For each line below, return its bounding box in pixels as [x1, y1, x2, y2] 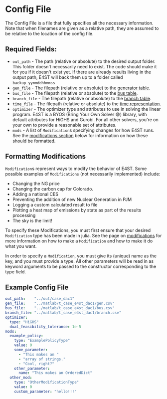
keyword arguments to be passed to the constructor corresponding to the [5, 263, 157, 269]
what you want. [5, 243, 37, 249]
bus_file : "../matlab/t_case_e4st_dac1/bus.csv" [5, 306, 115, 311]
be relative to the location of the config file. [5, 30, 94, 36]
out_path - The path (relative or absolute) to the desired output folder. [12, 58, 156, 64]
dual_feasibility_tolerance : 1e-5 [9, 324, 81, 329]
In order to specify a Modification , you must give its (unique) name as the [5, 253, 157, 259]
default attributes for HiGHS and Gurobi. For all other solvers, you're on [12, 116, 159, 123]
